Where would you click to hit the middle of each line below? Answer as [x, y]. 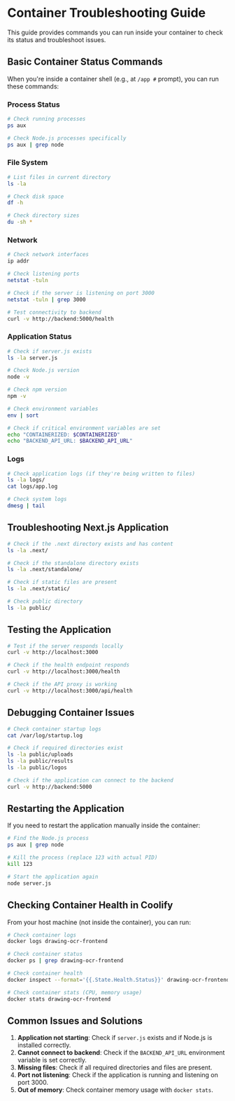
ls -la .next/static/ [39, 589]
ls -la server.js [33, 358]
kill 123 [20, 865]
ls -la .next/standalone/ [45, 570]
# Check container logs [42, 935]
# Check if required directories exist [65, 748]
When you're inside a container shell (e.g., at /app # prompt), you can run [113, 79]
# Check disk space [36, 196]
